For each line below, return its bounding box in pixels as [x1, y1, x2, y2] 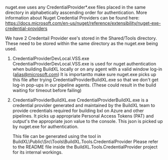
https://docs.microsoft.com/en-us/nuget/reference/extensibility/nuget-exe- [5, 20, 161, 26]
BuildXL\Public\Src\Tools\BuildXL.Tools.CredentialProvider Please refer [12, 138, 158, 144]
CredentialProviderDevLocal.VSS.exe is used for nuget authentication [12, 61, 156, 66]
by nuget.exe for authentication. [12, 123, 79, 129]
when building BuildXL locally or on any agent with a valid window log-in [12, 66, 162, 72]
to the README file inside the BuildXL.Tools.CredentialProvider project [12, 144, 158, 149]
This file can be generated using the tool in [12, 133, 101, 139]
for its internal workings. [12, 149, 63, 155]
